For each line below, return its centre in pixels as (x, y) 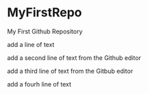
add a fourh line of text (39, 84)
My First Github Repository (45, 31)
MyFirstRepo (45, 13)
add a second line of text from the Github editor (74, 58)
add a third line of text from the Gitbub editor (70, 71)
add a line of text (31, 44)
